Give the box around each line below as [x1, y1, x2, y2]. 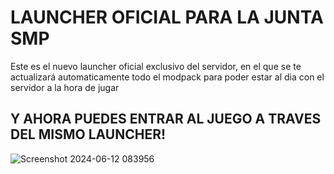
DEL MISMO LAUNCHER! [10, 126, 167, 143]
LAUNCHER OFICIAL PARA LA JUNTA [10, 6, 324, 29]
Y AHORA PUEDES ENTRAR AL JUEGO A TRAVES [10, 111, 322, 128]
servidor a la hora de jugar [10, 81, 120, 93]
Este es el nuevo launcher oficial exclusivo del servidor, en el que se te [10, 60, 302, 72]
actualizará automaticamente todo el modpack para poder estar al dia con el [10, 71, 325, 83]
